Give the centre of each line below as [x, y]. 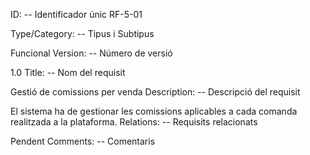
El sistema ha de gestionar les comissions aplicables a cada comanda [154, 111]
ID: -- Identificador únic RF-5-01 [76, 14]
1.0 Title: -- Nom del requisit [68, 72]
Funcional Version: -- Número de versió [91, 53]
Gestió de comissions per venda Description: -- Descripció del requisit [155, 92]
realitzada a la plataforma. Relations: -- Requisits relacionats [134, 122]
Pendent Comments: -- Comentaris [83, 141]
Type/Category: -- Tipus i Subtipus [82, 33]
